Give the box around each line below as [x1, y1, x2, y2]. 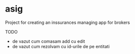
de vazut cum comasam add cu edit [12, 38, 85, 44]
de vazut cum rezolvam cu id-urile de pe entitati [12, 43, 110, 49]
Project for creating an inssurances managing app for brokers [5, 19, 131, 25]
